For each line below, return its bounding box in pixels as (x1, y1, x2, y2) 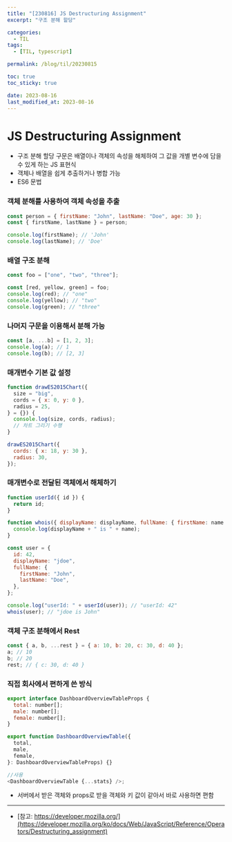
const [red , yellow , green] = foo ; (7, 284, 110, 291)
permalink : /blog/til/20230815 (7, 61, 97, 68)
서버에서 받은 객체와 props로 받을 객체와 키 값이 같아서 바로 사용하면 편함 (17, 791, 214, 799)
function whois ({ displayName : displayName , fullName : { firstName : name (7, 519, 224, 527)
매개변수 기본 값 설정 (7, 367, 71, 377)
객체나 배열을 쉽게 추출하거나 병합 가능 (17, 169, 121, 177)
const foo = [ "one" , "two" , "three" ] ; (7, 272, 119, 279)
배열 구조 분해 (7, 256, 50, 266)
